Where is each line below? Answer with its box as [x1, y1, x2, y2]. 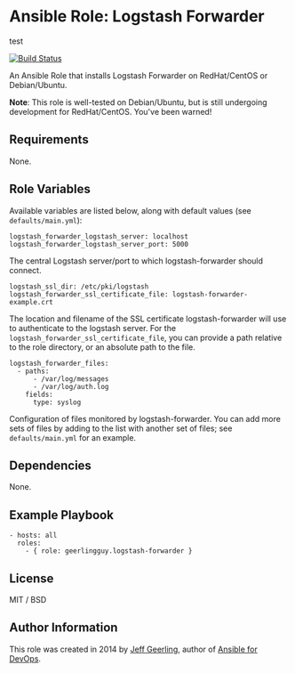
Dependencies [9, 458, 92, 473]
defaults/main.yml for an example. [9, 432, 136, 442]
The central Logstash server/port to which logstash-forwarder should [9, 255, 264, 266]
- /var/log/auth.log [32, 382, 109, 391]
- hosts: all [9, 531, 58, 540]
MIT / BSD [9, 595, 47, 604]
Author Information [9, 620, 118, 636]
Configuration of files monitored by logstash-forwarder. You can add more [9, 413, 282, 424]
